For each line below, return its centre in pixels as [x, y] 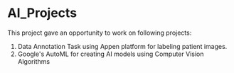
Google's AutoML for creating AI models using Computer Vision [111, 54]
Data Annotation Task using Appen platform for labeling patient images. [122, 46]
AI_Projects [42, 13]
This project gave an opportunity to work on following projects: [100, 33]
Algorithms [34, 61]
